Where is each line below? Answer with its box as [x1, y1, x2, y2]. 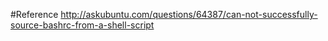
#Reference [10, 9, 59, 20]
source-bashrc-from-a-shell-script [10, 19, 155, 31]
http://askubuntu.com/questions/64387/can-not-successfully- [60, 9, 318, 20]
